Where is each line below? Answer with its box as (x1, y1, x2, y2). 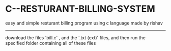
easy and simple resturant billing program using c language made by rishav (5, 20, 163, 26)
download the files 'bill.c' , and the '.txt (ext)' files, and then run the (5, 34, 146, 41)
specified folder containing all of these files (5, 40, 96, 46)
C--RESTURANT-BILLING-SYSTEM (5, 3, 155, 15)
